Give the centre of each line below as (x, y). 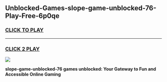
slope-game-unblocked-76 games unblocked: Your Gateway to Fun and (81, 69)
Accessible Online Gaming (33, 74)
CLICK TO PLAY (24, 30)
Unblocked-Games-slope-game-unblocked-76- (81, 8)
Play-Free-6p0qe (32, 16)
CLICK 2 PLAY (22, 49)
